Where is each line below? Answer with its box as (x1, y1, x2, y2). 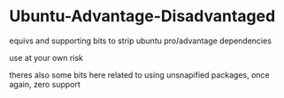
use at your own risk (9, 52, 84, 63)
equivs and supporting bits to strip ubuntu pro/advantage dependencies (9, 35, 272, 46)
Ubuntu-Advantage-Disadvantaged (9, 6, 276, 26)
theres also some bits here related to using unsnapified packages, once (9, 69, 270, 80)
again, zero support (9, 79, 81, 89)
